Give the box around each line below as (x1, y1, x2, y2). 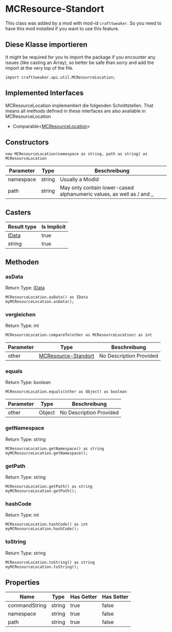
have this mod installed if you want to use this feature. (5, 25, 119, 31)
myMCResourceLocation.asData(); (5, 299, 74, 304)
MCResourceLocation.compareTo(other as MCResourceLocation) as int (5, 333, 153, 338)
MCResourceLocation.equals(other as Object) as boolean (5, 389, 127, 395)
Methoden (5, 257, 39, 267)
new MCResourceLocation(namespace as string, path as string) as (5, 152, 147, 157)
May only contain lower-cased (59, 184, 134, 191)
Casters (5, 208, 31, 217)
